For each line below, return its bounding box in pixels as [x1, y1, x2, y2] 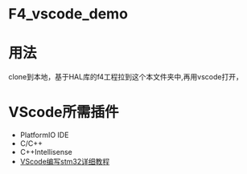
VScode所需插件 [8, 103, 119, 121]
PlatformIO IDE [19, 130, 69, 140]
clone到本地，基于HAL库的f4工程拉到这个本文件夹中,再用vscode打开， [8, 72, 243, 82]
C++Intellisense [19, 148, 72, 157]
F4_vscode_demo [8, 5, 129, 23]
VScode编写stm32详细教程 [19, 157, 110, 167]
